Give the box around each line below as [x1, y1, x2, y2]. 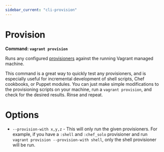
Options [5, 109, 39, 120]
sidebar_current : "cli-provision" [5, 7, 77, 13]
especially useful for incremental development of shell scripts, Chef [5, 76, 144, 82]
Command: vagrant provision [5, 46, 68, 52]
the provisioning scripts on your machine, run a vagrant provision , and [5, 86, 152, 92]
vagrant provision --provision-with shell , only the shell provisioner [12, 136, 156, 142]
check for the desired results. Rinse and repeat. [5, 91, 103, 98]
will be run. [12, 141, 35, 148]
